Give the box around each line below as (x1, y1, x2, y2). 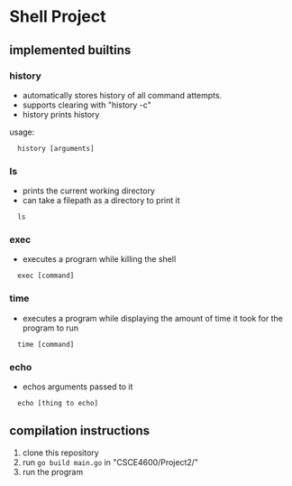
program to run (22, 322, 79, 333)
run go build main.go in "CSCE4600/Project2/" (22, 456, 199, 467)
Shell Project (9, 6, 106, 27)
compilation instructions (9, 423, 151, 439)
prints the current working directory (22, 185, 156, 196)
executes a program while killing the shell (22, 254, 177, 265)
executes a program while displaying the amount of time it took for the (22, 313, 284, 323)
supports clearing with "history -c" (22, 99, 151, 110)
